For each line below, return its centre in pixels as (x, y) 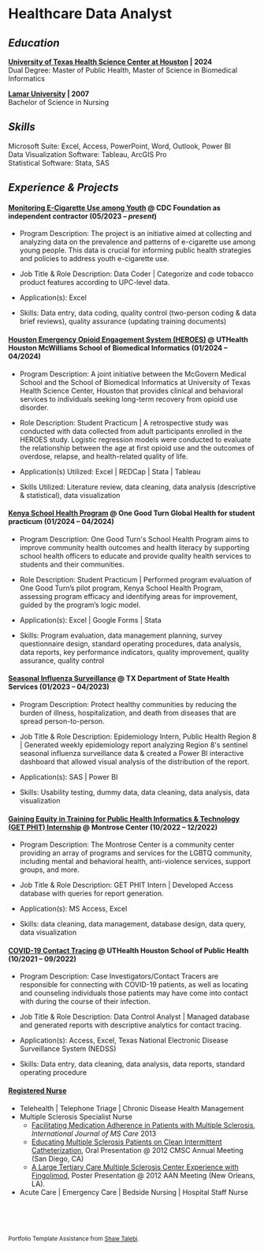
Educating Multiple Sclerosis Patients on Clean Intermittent (126, 1142)
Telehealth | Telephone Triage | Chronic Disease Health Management (132, 1108)
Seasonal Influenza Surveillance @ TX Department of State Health (119, 679)
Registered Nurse (37, 1091)
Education (34, 43)
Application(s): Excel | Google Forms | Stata (90, 619)
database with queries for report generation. (91, 893)
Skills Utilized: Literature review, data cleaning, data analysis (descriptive (138, 487)
